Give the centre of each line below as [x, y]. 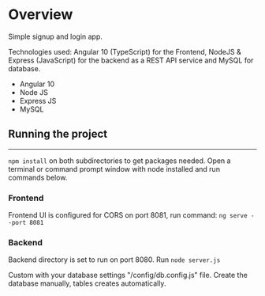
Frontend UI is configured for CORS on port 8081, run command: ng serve [128, 215]
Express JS [38, 101]
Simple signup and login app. [55, 36]
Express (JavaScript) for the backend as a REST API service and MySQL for [131, 60]
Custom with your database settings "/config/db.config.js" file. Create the [128, 275]
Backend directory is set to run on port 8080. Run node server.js [114, 260]
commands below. [38, 177]
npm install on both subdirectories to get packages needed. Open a [119, 161]
